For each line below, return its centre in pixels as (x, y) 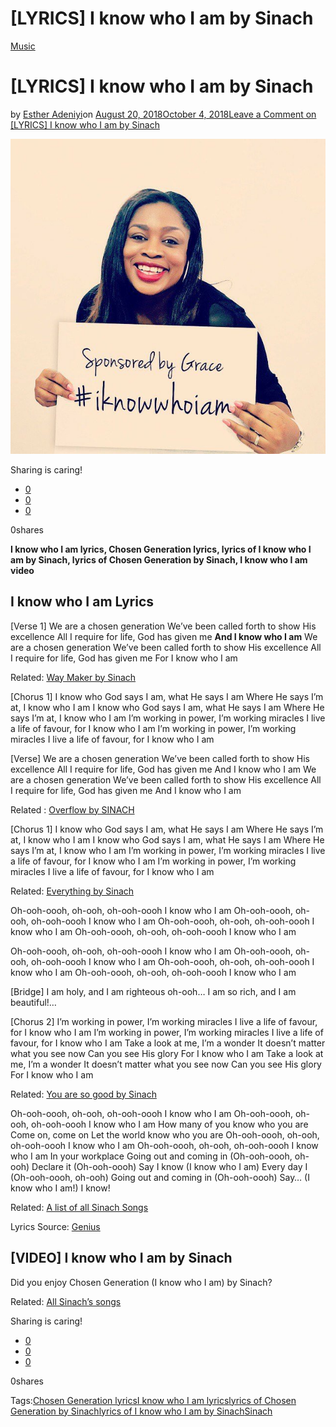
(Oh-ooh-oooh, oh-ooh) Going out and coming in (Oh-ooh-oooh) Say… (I (160, 1177)
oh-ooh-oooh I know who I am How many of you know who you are (170, 1124)
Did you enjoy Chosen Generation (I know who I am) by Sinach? (141, 1282)
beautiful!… (33, 1002)
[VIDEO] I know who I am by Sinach (121, 1258)
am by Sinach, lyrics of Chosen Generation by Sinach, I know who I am (159, 559)
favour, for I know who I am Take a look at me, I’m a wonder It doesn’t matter (168, 1043)
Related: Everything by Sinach (72, 891)
